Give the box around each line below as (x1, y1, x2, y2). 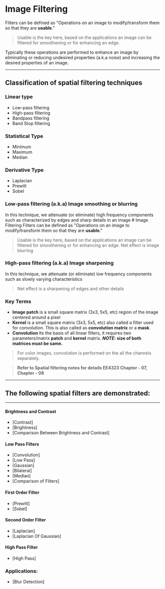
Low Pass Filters (5, 441, 39, 447)
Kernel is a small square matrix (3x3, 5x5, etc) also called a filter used (12, 320, 154, 326)
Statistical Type (5, 132, 43, 139)
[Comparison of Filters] (12, 478, 60, 484)
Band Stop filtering (12, 120, 51, 126)
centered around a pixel (12, 314, 60, 321)
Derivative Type (5, 166, 44, 173)
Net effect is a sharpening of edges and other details (17, 286, 124, 292)
